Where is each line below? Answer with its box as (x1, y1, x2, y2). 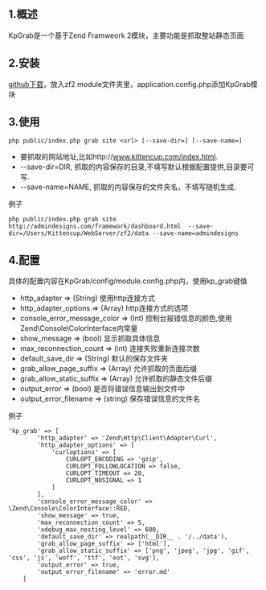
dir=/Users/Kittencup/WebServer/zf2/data (8, 229, 149, 237)
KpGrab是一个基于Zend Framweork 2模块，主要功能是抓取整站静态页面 (8, 31, 244, 40)
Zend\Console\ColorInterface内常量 (19, 324, 138, 333)
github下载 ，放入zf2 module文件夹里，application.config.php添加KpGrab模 (8, 79, 258, 89)
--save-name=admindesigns (152, 229, 239, 237)
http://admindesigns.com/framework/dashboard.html (8, 222, 182, 231)
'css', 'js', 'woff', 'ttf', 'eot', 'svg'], (8, 554, 160, 562)
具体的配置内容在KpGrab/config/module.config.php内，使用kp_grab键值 (8, 276, 248, 286)
